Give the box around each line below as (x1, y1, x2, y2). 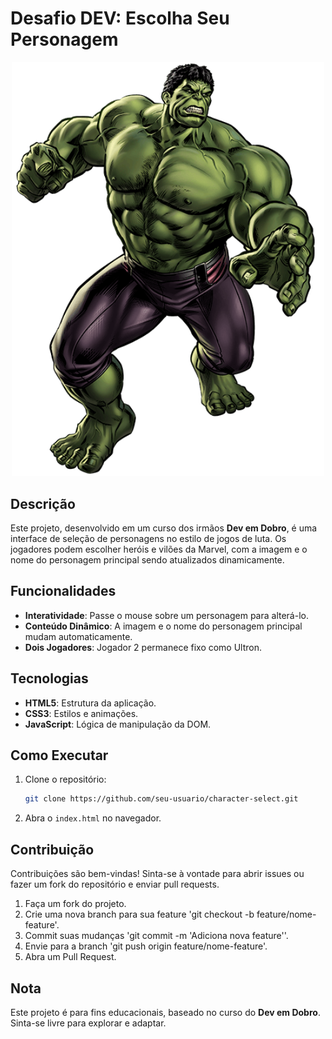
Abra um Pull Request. (24, 951, 117, 963)
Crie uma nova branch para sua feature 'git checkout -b (24, 908, 255, 921)
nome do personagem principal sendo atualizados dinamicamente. (10, 554, 285, 566)
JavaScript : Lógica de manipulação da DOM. (24, 718, 212, 730)
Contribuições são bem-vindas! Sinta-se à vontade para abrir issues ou (10, 868, 305, 880)
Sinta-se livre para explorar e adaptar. (10, 1017, 167, 1029)
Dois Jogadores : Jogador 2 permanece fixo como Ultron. (24, 641, 263, 653)
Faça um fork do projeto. (24, 898, 127, 910)
